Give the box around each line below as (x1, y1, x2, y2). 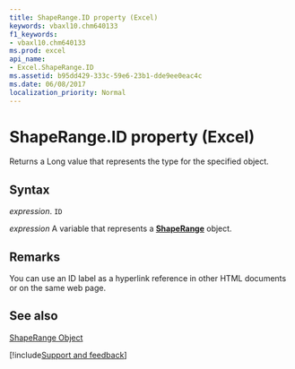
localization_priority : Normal (9, 88, 126, 97)
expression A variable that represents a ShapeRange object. (9, 223, 232, 234)
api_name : (9, 55, 47, 64)
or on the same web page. (9, 283, 107, 294)
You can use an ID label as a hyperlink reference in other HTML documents (9, 273, 287, 284)
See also (9, 308, 58, 323)
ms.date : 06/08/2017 (9, 80, 87, 89)
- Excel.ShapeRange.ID (9, 64, 94, 73)
